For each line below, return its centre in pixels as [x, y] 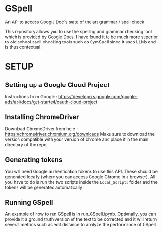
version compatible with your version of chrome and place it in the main [77, 139]
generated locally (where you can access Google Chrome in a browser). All [80, 177]
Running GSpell [29, 202]
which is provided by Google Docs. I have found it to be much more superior [81, 37]
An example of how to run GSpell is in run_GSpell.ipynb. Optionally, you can [81, 214]
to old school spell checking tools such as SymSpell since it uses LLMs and [81, 42]
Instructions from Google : [31, 96]
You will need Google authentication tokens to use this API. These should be [81, 171]
